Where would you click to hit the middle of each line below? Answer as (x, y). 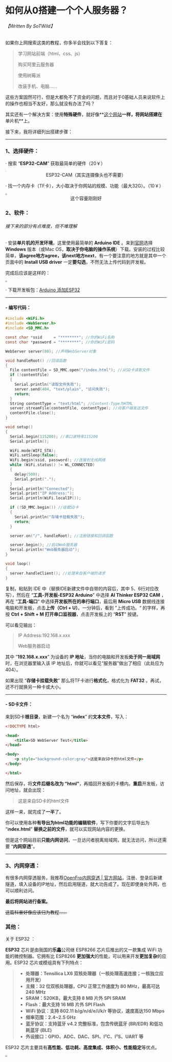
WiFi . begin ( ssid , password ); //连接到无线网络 (58, 460)
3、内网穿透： (23, 865)
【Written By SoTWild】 (30, 26)
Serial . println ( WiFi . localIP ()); (46, 498)
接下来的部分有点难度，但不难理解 (41, 226)
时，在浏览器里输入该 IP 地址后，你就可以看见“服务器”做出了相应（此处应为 (84, 663)
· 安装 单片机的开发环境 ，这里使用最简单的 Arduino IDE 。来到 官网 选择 (79, 243)
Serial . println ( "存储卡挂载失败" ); (50, 517)
